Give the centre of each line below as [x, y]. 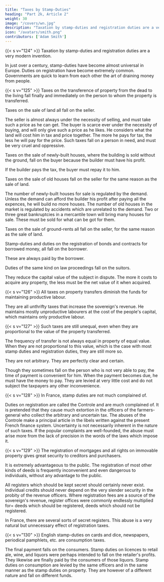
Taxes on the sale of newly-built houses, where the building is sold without [80, 155]
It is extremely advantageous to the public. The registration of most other [79, 465]
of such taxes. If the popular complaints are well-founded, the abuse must [80, 430]
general [13, 415]
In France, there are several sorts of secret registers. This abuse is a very [79, 520]
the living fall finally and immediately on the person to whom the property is [81, 95]
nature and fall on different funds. [39, 575]
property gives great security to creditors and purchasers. [63, 455]
